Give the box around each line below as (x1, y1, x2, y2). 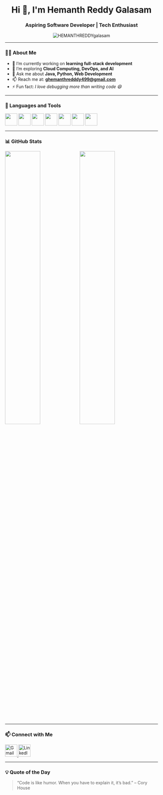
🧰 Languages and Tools (5, 102, 61, 109)
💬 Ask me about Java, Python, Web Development (12, 70, 113, 77)
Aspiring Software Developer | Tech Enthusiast (25, 22, 138, 29)
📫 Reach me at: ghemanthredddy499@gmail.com (12, 76, 116, 82)
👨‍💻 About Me (5, 50, 36, 56)
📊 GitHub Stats (5, 138, 42, 145)
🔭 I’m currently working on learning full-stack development (12, 60, 132, 66)
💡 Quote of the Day (5, 769, 50, 776)
